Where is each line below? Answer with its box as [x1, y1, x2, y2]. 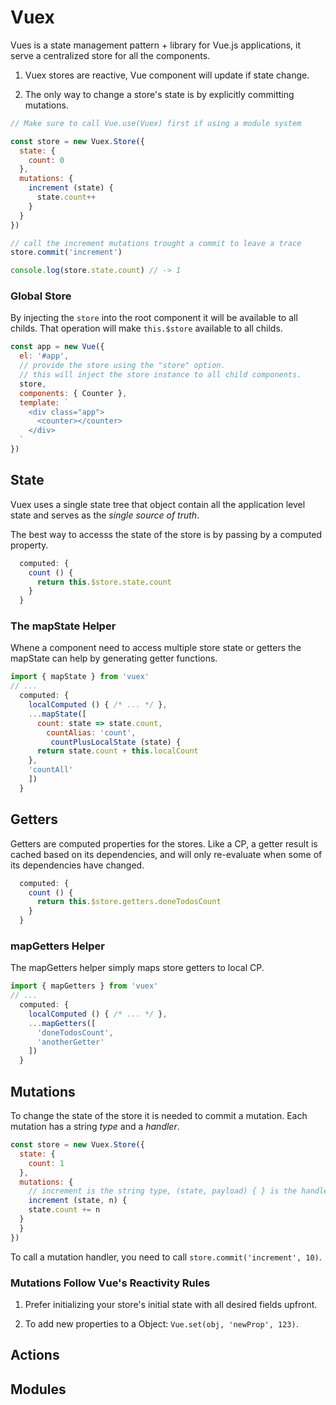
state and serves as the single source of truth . [10, 509, 200, 521]
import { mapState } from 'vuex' [10, 672, 150, 682]
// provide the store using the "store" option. [19, 361, 226, 371]
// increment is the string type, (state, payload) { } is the [28, 1186, 298, 1196]
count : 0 [28, 155, 65, 165]
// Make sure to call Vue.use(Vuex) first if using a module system [10, 118, 302, 128]
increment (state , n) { [28, 1196, 128, 1206]
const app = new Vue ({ [10, 342, 105, 352]
